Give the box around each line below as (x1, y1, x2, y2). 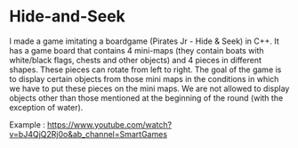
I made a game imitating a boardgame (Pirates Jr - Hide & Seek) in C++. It (9, 36, 280, 46)
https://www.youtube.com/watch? (47, 119, 172, 130)
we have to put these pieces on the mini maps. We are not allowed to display (9, 83, 290, 94)
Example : (9, 119, 46, 130)
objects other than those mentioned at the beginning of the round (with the (9, 92, 284, 103)
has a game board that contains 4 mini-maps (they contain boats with (9, 45, 264, 55)
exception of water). (9, 102, 84, 112)
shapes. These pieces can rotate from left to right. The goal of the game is (9, 64, 282, 75)
